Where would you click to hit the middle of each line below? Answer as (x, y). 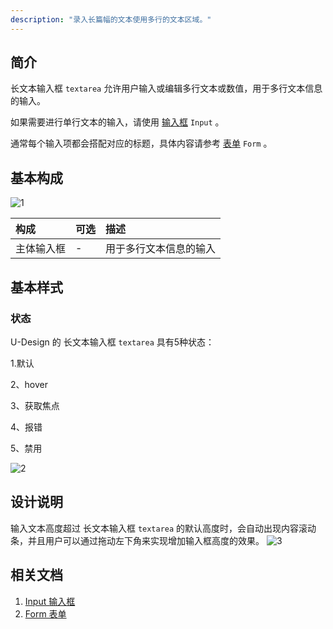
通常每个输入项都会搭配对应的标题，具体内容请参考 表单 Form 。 (141, 143)
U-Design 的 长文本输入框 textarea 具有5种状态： (112, 342)
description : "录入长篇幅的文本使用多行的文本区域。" (111, 19)
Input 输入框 (50, 601)
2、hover (29, 384)
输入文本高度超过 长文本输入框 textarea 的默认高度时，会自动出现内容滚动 (163, 528)
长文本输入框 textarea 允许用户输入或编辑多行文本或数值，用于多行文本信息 (166, 88)
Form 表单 (45, 613)
